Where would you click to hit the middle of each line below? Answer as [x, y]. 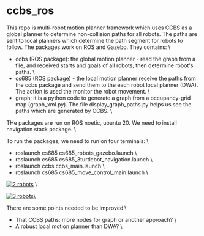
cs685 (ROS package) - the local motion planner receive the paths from [105, 78]
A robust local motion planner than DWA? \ [69, 226]
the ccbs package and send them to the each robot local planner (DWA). [107, 85]
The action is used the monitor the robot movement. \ [82, 91]
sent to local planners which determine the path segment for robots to [95, 40]
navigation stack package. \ [41, 129]
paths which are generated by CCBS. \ [64, 111]
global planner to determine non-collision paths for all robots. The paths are [102, 34]
